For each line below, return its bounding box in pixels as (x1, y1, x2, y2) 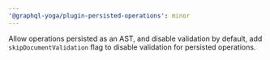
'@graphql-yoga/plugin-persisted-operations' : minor (8, 11, 191, 20)
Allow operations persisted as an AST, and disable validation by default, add (8, 34, 263, 43)
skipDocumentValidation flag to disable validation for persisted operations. (8, 42, 256, 52)
